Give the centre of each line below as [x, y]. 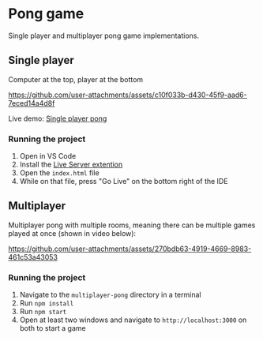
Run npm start [43, 312]
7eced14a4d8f [32, 103]
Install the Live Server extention [71, 165]
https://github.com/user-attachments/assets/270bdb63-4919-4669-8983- [130, 249]
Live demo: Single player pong [58, 118]
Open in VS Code [48, 156]
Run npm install [47, 303]
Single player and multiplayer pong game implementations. [104, 36]
